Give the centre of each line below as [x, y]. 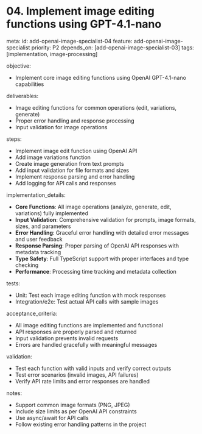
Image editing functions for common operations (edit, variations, [96, 107]
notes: [14, 393]
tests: [13, 283]
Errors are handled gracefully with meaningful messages [86, 344]
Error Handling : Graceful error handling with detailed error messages [102, 232]
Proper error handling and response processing [75, 121]
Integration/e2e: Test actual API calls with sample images [87, 301]
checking [27, 265]
